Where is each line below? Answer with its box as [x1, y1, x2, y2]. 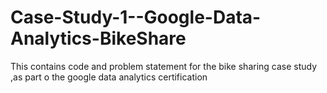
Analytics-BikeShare [10, 27, 187, 50]
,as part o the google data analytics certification [10, 71, 208, 83]
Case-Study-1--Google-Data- [10, 6, 262, 29]
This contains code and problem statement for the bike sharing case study [10, 60, 318, 72]
